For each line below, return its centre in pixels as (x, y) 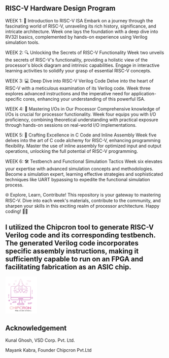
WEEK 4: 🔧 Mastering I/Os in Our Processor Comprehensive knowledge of (83, 108)
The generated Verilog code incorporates (72, 243)
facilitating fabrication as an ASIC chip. (69, 267)
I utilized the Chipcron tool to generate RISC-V (79, 227)
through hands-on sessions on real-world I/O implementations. (71, 125)
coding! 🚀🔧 (17, 211)
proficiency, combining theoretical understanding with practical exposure (82, 120)
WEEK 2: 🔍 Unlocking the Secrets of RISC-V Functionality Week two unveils (85, 52)
